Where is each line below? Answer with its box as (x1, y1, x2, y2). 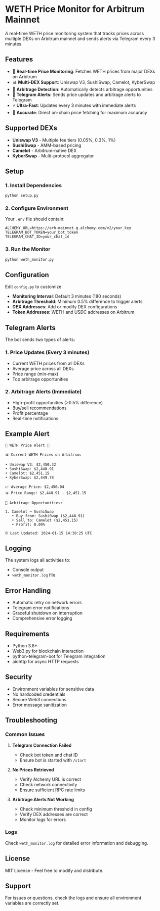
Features (5, 55, 33, 64)
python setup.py (5, 193, 39, 198)
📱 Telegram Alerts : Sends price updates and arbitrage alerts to (12, 92, 141, 97)
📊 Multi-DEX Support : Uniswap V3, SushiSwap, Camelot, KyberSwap (12, 79, 156, 85)
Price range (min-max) (12, 371, 59, 377)
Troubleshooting (5, 716, 58, 724)
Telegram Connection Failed (12, 742, 72, 748)
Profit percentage (12, 410, 48, 416)
